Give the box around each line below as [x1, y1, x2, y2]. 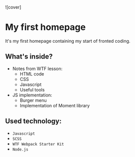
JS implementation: [12, 92, 52, 98]
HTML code [19, 71, 44, 77]
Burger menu [19, 97, 47, 103]
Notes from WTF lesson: [12, 66, 63, 72]
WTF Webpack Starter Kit [12, 142, 64, 147]
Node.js [12, 147, 28, 152]
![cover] [5, 4, 21, 10]
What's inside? [5, 52, 53, 61]
